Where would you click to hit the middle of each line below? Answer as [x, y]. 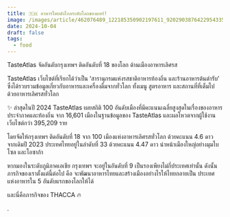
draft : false [26, 33]
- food [23, 45]
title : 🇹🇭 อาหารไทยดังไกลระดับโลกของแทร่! [57, 13]
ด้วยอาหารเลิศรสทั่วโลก [33, 94]
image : [16, 20]
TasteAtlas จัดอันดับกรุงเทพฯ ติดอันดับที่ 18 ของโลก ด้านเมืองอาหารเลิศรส [92, 65]
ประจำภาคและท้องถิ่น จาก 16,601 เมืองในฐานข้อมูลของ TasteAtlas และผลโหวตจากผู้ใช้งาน [112, 115]
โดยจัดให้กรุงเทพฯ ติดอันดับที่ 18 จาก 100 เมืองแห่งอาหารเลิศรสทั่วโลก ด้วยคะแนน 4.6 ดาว [110, 137]
